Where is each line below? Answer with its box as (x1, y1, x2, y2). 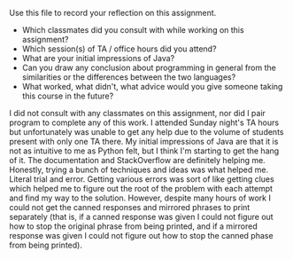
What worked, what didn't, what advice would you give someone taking (21, 82, 283, 91)
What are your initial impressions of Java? (21, 53, 175, 63)
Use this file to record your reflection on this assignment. (9, 8, 217, 18)
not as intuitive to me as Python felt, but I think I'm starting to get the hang (9, 145, 280, 156)
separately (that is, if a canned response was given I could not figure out (9, 212, 274, 222)
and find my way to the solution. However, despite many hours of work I (9, 192, 272, 203)
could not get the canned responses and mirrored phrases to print (9, 202, 251, 212)
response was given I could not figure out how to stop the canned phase (9, 231, 274, 240)
